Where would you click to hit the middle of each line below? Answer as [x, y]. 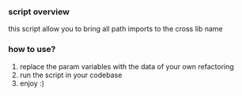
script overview [39, 12]
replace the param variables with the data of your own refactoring [127, 66]
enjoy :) [32, 83]
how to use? [32, 50]
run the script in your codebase [71, 75]
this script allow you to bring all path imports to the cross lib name [115, 29]
